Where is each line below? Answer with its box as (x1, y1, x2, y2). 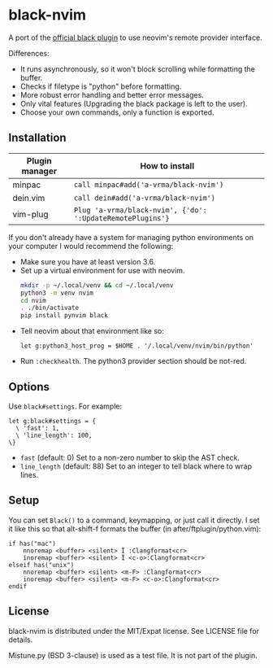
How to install (140, 160, 195, 172)
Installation (8, 131, 67, 145)
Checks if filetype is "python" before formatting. (19, 81, 182, 91)
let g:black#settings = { (8, 417, 96, 425)
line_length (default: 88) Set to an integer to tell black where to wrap (19, 461, 253, 471)
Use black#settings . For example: (8, 401, 123, 411)
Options (8, 380, 50, 394)
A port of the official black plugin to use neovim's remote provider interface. (8, 33, 262, 42)
